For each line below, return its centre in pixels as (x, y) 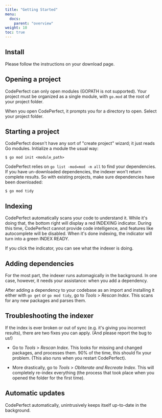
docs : (15, 19)
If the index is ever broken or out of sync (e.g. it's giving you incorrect (75, 327)
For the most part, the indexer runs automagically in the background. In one (81, 276)
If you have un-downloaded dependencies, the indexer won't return (73, 172)
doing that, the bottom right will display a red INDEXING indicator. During (78, 223)
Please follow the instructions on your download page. (60, 64)
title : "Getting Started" (31, 10)
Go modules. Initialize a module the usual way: (52, 149)
